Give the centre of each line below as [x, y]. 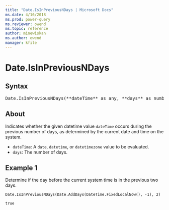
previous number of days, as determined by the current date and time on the [84, 131]
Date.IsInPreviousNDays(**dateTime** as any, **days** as [78, 98]
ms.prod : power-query [28, 19]
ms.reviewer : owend [26, 24]
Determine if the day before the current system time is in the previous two [82, 180]
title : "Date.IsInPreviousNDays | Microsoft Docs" [59, 10]
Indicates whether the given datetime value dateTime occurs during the [78, 126]
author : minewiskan [26, 33]
